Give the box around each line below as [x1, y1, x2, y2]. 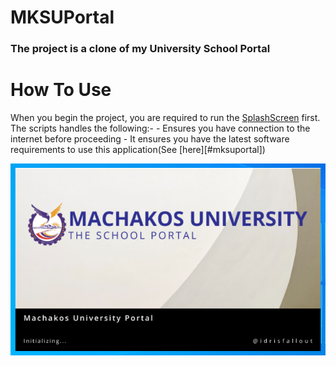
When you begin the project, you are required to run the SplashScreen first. [10, 112, 321, 124]
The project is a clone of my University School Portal [10, 42, 271, 56]
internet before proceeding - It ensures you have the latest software [10, 133, 290, 145]
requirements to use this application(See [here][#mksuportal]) [10, 144, 266, 156]
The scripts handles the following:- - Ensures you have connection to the [10, 122, 311, 135]
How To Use [10, 79, 112, 101]
